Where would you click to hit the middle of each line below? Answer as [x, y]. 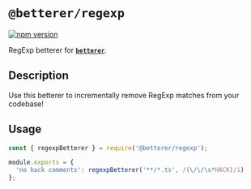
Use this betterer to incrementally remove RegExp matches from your [124, 95]
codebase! [26, 104]
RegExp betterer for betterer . [58, 49]
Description [38, 76]
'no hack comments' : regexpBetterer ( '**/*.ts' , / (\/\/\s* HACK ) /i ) [130, 170]
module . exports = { [41, 163]
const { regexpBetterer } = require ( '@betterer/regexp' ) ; [108, 148]
